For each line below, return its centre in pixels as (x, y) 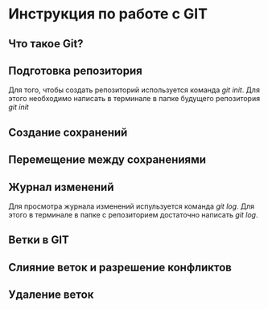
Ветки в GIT (39, 240)
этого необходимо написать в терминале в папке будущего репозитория (134, 99)
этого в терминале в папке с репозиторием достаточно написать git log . (133, 214)
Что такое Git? (46, 44)
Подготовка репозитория (75, 70)
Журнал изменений (61, 187)
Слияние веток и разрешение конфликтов (120, 267)
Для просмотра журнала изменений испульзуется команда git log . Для (132, 206)
